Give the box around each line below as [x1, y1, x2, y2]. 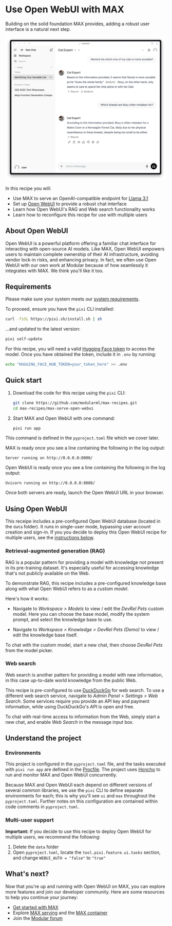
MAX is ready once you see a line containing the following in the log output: [5, 445, 165, 451]
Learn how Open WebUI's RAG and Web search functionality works [12, 206, 156, 212]
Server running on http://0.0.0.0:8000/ [5, 455, 93, 461]
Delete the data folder [12, 844, 59, 850]
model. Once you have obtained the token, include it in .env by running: [5, 351, 157, 358]
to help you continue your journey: [5, 894, 78, 900]
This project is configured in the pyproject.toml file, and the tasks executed [5, 761, 166, 767]
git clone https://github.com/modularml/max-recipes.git [12, 400, 138, 405]
